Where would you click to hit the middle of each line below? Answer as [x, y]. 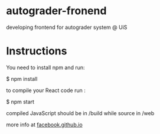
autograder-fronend [56, 11]
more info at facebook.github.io [44, 125]
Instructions [37, 51]
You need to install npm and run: [45, 67]
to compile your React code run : [46, 90]
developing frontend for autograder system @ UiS [67, 27]
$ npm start [20, 102]
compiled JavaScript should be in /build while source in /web [80, 113]
